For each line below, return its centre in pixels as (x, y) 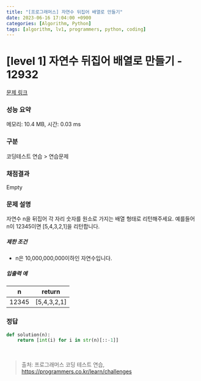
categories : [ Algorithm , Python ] (49, 23)
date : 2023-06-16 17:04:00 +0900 (49, 18)
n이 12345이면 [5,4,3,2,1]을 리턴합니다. (53, 227)
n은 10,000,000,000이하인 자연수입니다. (64, 258)
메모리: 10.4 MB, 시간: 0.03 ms (44, 124)
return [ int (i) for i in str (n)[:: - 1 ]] (68, 341)
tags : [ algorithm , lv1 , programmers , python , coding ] (76, 29)
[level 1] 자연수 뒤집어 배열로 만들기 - (94, 61)
